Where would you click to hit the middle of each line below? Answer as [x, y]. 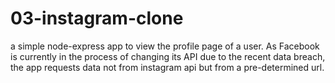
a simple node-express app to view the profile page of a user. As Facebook [165, 46]
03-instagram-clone [97, 18]
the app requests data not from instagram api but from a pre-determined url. [167, 67]
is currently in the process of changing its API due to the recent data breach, [168, 56]
